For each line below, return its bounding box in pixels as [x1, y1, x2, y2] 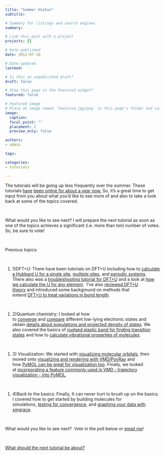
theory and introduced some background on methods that [12, 286, 130, 293]
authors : [5, 138, 23, 143]
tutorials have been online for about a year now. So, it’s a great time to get [5, 187, 154, 193]
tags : [5, 151, 16, 156]
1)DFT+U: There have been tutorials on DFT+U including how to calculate [12, 266, 160, 272]
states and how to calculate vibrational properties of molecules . [12, 332, 141, 337]
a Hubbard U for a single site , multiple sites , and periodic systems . [12, 271, 147, 277]
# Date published [5, 48, 41, 53]
